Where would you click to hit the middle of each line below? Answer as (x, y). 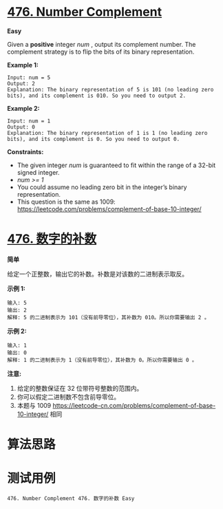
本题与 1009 (34, 405)
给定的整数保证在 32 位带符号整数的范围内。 (80, 388)
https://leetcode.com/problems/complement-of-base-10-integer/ (109, 209)
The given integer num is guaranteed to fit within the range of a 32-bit (116, 165)
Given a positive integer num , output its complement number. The (102, 44)
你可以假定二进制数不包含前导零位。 (68, 397)
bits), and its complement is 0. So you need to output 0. (94, 139)
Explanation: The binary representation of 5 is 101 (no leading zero (110, 89)
